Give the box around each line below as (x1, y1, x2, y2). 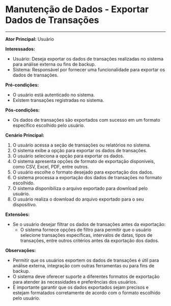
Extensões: (5, 211, 30, 217)
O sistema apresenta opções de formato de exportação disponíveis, (12, 158, 155, 164)
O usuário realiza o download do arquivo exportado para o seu (12, 196, 144, 202)
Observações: (5, 247, 36, 253)
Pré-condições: (5, 81, 39, 88)
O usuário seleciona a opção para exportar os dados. (12, 153, 125, 159)
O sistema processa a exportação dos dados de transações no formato (12, 174, 162, 180)
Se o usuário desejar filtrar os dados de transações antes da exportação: (12, 221, 166, 227)
